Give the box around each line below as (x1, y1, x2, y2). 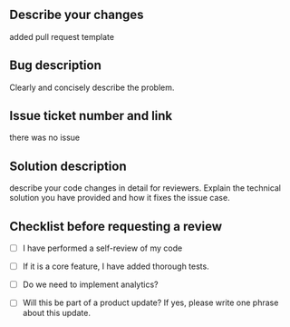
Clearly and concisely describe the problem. (9, 82, 175, 93)
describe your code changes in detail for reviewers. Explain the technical (9, 183, 282, 193)
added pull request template (9, 31, 115, 42)
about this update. (22, 308, 91, 319)
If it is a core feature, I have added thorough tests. (22, 261, 210, 272)
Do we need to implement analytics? (22, 279, 159, 290)
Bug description (9, 58, 101, 74)
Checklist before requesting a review (9, 218, 223, 234)
